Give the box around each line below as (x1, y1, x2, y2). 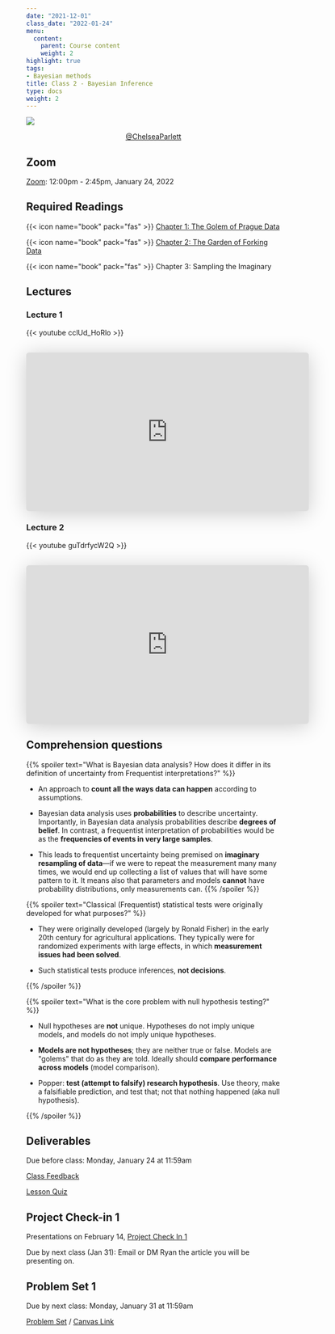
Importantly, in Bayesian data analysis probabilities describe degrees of (37, 817, 277, 826)
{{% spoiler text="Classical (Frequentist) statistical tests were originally (26, 899, 263, 910)
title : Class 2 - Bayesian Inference (26, 79, 153, 87)
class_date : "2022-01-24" (26, 19, 113, 27)
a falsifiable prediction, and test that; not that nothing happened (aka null (37, 1087, 280, 1096)
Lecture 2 (26, 522, 65, 534)
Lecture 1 (26, 309, 63, 320)
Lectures (26, 285, 72, 299)
